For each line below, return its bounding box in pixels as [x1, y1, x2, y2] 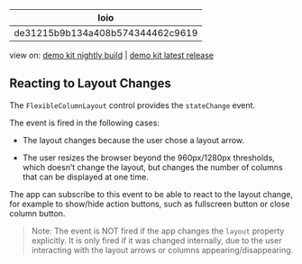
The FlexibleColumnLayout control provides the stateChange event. [9, 99, 255, 111]
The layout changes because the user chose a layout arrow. [22, 134, 245, 145]
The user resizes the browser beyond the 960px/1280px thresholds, [22, 152, 275, 163]
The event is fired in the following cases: [9, 117, 160, 128]
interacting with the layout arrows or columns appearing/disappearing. [31, 244, 294, 255]
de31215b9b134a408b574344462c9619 [14, 27, 198, 39]
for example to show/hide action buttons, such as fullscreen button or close [9, 198, 290, 209]
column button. [9, 207, 66, 219]
